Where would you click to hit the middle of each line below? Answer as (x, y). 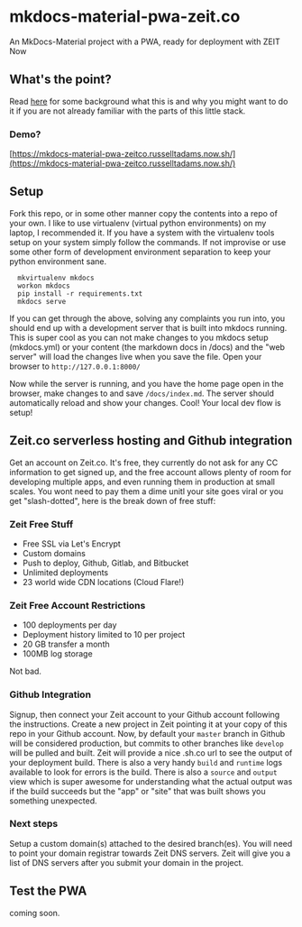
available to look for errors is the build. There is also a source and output (143, 772)
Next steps (34, 824)
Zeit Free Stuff (41, 524)
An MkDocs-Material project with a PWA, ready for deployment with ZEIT (145, 41)
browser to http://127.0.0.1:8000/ (75, 366)
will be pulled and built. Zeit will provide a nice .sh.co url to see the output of (151, 753)
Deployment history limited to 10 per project (104, 635)
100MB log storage (57, 654)
